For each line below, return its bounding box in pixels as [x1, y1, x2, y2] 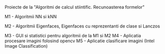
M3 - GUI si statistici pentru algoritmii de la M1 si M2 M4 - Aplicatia [4, 33, 141, 38]
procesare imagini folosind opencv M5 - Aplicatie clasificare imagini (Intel [4, 38, 155, 44]
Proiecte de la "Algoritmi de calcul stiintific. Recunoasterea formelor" [4, 4, 145, 10]
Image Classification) [4, 43, 48, 49]
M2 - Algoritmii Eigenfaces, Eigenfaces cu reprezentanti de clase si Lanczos [4, 23, 161, 29]
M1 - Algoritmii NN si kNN [4, 14, 57, 19]
